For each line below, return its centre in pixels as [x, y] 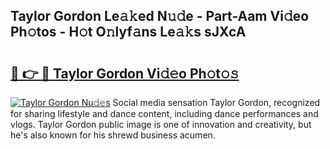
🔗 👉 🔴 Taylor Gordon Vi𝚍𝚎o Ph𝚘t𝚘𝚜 [125, 73]
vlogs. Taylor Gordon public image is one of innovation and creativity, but [161, 124]
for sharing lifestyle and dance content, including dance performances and [164, 113]
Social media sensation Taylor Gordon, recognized [216, 102]
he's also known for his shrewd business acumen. [113, 135]
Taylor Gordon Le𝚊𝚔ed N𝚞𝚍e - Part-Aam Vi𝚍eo [160, 16]
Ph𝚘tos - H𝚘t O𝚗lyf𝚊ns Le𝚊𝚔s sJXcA [128, 32]
